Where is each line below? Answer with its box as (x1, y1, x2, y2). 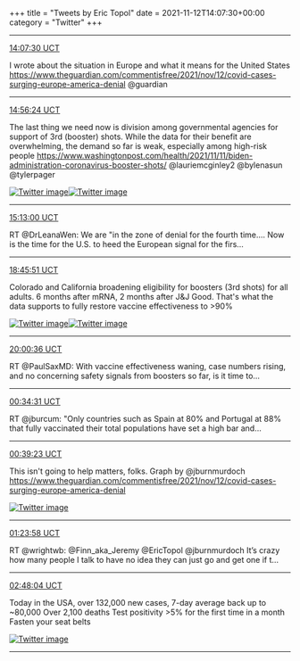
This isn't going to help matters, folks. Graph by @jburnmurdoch (9, 466, 246, 476)
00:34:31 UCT (9, 396, 61, 407)
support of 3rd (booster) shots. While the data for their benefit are (9, 131, 252, 142)
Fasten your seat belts (9, 616, 91, 627)
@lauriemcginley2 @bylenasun (168, 160, 283, 170)
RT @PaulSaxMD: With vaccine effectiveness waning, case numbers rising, (9, 361, 287, 371)
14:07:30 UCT (9, 43, 60, 53)
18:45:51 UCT (9, 265, 59, 275)
